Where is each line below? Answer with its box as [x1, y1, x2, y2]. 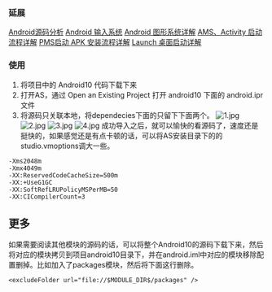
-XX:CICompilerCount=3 [8, 193, 86, 201]
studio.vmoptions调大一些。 [20, 141, 115, 150]
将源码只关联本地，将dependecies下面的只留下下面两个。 [20, 110, 214, 120]
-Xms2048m [8, 157, 42, 165]
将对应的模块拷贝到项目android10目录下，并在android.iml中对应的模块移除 [8, 250, 257, 259]
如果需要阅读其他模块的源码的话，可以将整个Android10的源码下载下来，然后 [8, 240, 264, 250]
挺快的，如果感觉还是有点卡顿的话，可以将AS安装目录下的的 [20, 130, 223, 140]
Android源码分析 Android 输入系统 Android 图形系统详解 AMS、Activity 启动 [8, 27, 263, 37]
